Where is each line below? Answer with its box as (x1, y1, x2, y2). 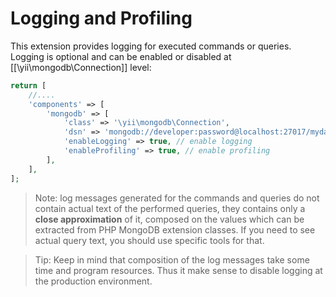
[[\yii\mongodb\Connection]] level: (10, 61, 152, 73)
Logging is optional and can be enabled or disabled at (10, 50, 232, 62)
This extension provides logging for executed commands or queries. (10, 40, 292, 52)
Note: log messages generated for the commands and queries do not (34, 192, 320, 204)
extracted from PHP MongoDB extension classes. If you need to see (34, 223, 316, 236)
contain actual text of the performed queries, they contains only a (34, 202, 306, 214)
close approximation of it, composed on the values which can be (34, 213, 305, 225)
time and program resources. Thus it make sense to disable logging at (34, 264, 323, 276)
